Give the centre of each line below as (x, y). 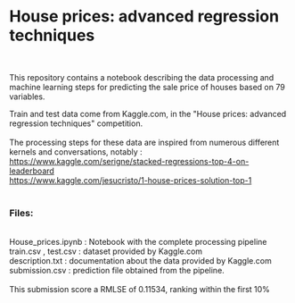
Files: (21, 213)
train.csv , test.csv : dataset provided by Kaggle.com (106, 251)
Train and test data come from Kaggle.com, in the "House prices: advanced (148, 114)
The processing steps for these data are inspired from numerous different (144, 142)
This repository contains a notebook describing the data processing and (142, 77)
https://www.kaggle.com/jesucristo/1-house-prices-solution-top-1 (131, 180)
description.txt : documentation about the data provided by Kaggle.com (140, 261)
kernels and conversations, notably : (76, 151)
